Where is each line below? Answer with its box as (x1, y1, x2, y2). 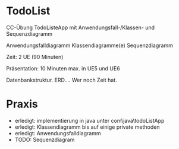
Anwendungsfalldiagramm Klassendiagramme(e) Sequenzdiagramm (6, 42, 174, 49)
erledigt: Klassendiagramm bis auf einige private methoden (14, 123, 160, 131)
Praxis (6, 97, 38, 111)
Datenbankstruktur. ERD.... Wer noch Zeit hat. (6, 76, 117, 83)
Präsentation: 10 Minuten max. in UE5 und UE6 (6, 64, 120, 72)
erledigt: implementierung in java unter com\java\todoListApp (14, 117, 165, 124)
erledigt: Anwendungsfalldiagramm (14, 129, 101, 136)
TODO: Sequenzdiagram (14, 136, 75, 143)
